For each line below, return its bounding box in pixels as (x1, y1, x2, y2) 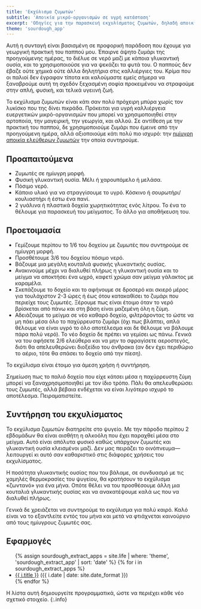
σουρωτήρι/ (151, 189, 181, 196)
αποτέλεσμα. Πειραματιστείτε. (6, 392, 83, 399)
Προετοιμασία (6, 226, 61, 236)
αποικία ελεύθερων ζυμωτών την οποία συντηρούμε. (6, 136, 139, 144)
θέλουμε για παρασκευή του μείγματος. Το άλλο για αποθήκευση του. (14, 208, 190, 215)
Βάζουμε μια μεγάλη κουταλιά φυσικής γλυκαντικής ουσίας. (14, 260, 166, 268)
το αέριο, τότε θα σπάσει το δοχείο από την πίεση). (14, 349, 142, 357)
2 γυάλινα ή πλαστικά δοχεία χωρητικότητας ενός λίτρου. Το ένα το (14, 202, 187, 209)
